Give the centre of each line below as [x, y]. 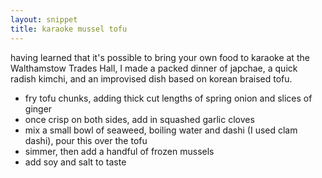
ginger [38, 108]
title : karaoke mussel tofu [69, 29]
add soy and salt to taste [75, 162]
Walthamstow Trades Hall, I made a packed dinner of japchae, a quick [154, 68]
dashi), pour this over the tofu [86, 140]
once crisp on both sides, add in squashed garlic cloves [139, 119]
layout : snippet [44, 19]
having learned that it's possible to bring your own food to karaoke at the [160, 57]
